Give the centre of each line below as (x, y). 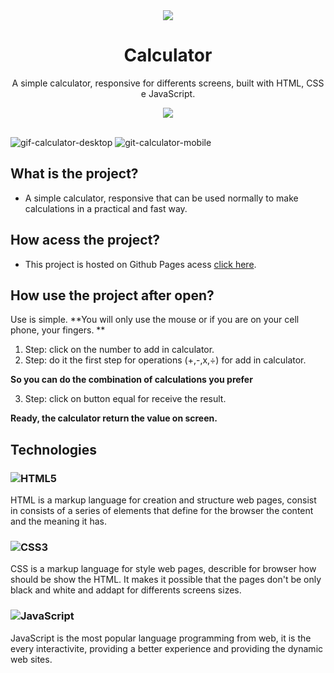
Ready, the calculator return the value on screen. (114, 418)
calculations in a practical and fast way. (106, 208)
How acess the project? (85, 240)
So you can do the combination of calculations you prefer (131, 380)
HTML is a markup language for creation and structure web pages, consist (163, 500)
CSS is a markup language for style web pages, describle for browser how (163, 569)
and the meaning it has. (58, 521)
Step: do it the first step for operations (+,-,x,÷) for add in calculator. (165, 360)
